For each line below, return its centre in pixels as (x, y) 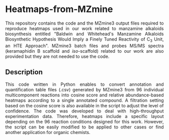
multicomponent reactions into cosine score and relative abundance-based (84, 95)
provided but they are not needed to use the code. (57, 56)
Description (24, 72)
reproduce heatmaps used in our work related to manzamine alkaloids (84, 28)
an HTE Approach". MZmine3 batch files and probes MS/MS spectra (84, 46)
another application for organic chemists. (48, 132)
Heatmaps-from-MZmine (59, 9)
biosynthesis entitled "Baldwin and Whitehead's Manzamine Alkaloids (84, 34)
